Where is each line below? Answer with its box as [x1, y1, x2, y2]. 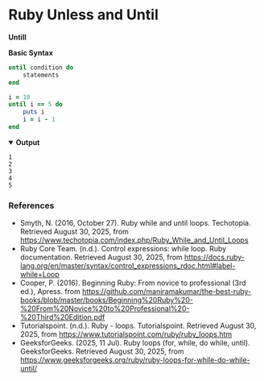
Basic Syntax [8, 48, 54, 57]
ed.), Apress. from [19, 287, 80, 296]
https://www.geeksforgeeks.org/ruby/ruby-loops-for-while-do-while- [19, 355, 251, 365]
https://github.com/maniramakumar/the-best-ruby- [81, 287, 252, 296]
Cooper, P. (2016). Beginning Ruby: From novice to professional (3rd [19, 278, 247, 288]
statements [23, 71, 60, 79]
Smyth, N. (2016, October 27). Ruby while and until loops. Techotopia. [19, 218, 251, 228]
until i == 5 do [8, 101, 63, 109]
